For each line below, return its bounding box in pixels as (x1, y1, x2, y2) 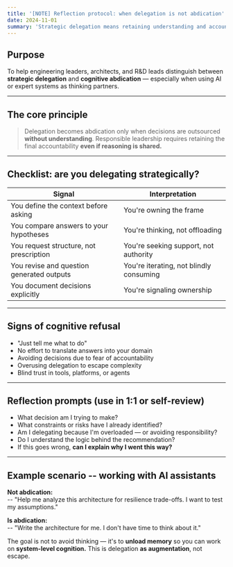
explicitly (10, 289, 40, 299)
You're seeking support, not (123, 240, 214, 250)
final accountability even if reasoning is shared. (24, 142, 162, 150)
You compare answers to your (10, 220, 109, 230)
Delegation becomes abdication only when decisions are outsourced (24, 127, 221, 135)
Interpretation (149, 189, 196, 199)
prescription (10, 249, 51, 259)
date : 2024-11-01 (7, 17, 58, 24)
